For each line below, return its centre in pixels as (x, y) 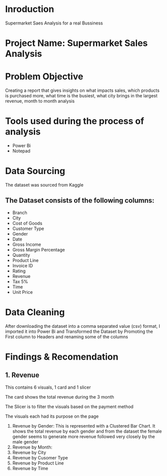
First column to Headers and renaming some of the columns (67, 337)
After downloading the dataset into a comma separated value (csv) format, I (83, 326)
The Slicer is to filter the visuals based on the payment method (69, 406)
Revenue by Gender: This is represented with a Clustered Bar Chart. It (84, 426)
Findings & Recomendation (62, 357)
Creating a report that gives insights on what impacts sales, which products (83, 90)
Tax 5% (20, 281)
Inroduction (30, 9)
